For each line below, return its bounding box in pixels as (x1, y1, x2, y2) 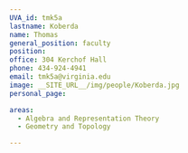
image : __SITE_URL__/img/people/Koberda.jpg (9, 81, 180, 90)
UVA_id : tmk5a (9, 13, 63, 23)
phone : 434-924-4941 (9, 64, 88, 73)
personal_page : (9, 89, 67, 98)
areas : (9, 105, 34, 114)
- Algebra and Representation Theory (17, 114, 160, 123)
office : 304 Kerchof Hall (9, 55, 107, 64)
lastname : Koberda (9, 22, 79, 31)
